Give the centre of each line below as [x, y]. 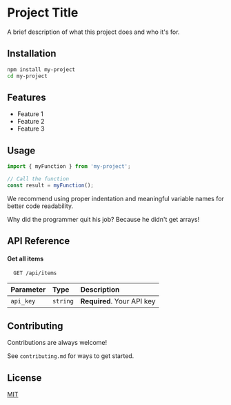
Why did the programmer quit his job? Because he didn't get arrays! [103, 219]
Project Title [43, 13]
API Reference [39, 241]
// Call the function [38, 179]
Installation [32, 54]
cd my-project [28, 76]
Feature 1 [30, 114]
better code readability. [40, 206]
